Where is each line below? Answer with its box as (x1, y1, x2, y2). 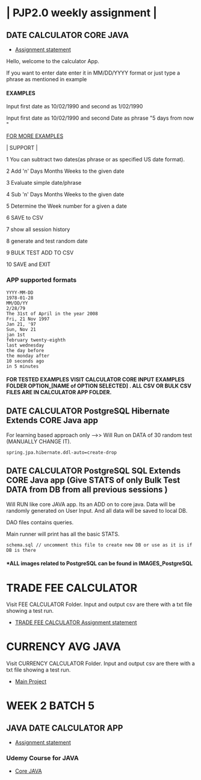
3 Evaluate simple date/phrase (6, 179, 82, 187)
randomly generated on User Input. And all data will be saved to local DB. (6, 507, 188, 514)
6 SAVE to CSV (6, 214, 43, 221)
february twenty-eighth (6, 337, 66, 343)
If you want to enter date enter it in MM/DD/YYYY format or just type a (6, 69, 181, 76)
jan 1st (6, 332, 26, 338)
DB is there (6, 547, 36, 553)
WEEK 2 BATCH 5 (6, 699, 95, 713)
